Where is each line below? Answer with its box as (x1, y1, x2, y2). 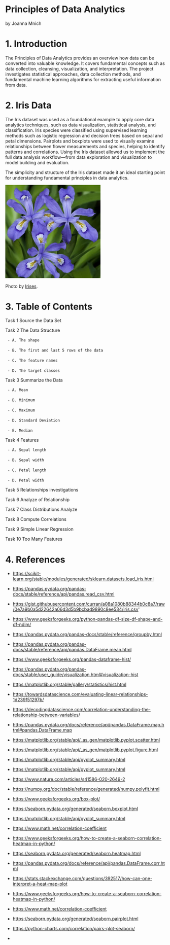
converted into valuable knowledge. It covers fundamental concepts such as (5, 60, 165, 66)
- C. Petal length (7, 468, 47, 473)
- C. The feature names (7, 358, 58, 363)
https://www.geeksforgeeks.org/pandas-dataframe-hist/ (12, 656, 131, 662)
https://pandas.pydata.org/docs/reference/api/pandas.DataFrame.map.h (12, 722, 164, 728)
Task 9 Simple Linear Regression (5, 526, 74, 532)
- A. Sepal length (7, 447, 47, 452)
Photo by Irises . (5, 283, 38, 289)
